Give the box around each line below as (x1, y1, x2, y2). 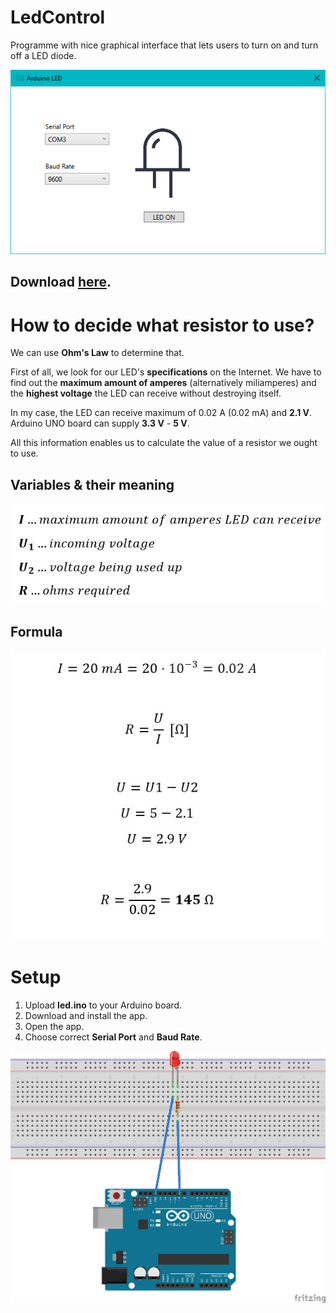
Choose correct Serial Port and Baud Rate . (24, 1031, 203, 1043)
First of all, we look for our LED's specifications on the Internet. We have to (10, 366, 322, 378)
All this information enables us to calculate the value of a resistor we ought (10, 437, 318, 449)
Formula (10, 624, 63, 641)
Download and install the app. (24, 1009, 148, 1021)
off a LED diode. (10, 49, 77, 61)
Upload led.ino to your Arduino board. (24, 999, 183, 1011)
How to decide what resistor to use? (10, 314, 315, 336)
